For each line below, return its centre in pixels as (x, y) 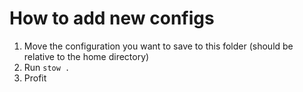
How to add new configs (112, 18)
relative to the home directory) (86, 56)
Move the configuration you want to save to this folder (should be (158, 46)
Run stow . (47, 67)
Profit (35, 78)
